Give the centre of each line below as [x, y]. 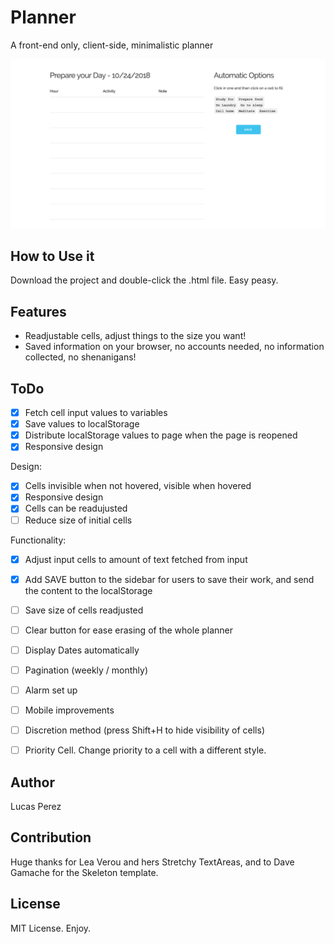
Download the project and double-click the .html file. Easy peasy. [144, 280]
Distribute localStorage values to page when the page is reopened [161, 435]
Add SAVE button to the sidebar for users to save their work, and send [169, 579]
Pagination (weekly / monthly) [86, 670]
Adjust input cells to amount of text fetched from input [136, 559]
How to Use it [52, 256]
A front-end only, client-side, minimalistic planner [112, 45]
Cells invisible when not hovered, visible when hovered [138, 486]
